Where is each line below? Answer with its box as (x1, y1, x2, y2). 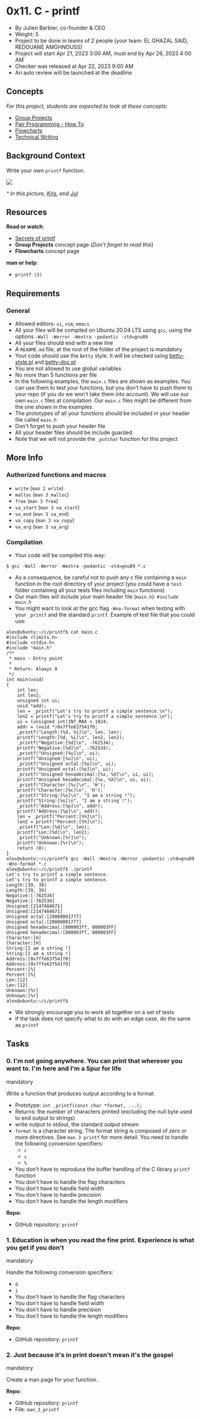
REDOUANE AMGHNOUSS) (14, 43, 83, 51)
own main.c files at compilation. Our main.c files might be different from (14, 397, 192, 404)
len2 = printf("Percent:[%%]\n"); (17, 819, 103, 825)
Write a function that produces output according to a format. (6, 1090, 155, 1097)
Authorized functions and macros (6, 471, 107, 479)
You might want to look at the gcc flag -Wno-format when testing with (14, 605, 185, 612)
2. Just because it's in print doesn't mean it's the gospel (6, 1350, 173, 1359)
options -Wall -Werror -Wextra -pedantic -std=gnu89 (14, 333, 148, 340)
